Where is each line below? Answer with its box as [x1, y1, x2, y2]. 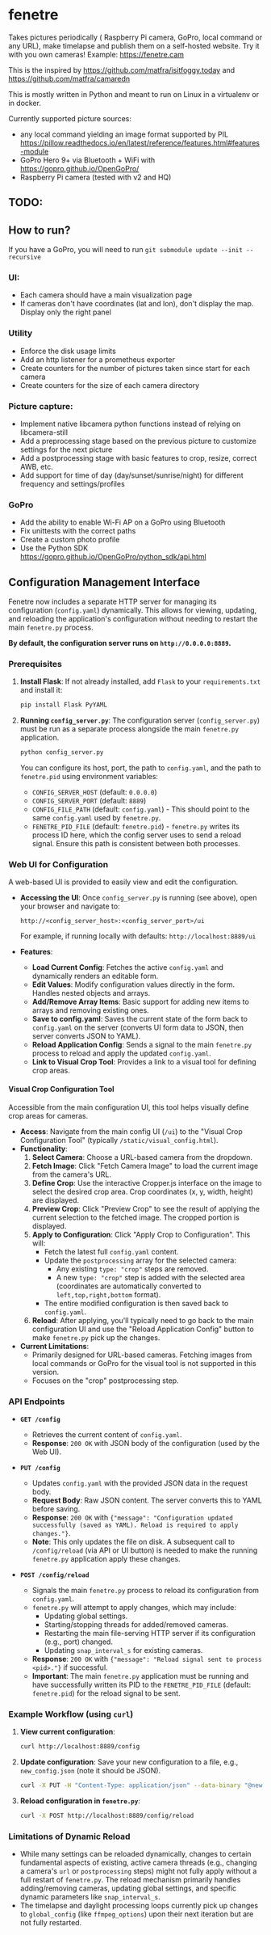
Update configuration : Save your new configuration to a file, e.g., [19, 1757, 239, 1767]
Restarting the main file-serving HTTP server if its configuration [44, 1628, 256, 1638]
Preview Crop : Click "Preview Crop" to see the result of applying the [31, 1204, 261, 1213]
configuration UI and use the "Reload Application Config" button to [31, 1324, 254, 1334]
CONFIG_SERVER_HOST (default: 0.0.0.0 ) [31, 787, 157, 797]
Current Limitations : [19, 1341, 90, 1351]
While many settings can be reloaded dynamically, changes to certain [19, 1849, 252, 1859]
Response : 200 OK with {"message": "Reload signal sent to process [31, 1654, 262, 1663]
